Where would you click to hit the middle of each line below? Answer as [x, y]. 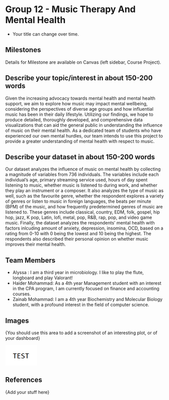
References [24, 380]
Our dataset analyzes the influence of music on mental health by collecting [83, 169]
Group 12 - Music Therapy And [71, 9]
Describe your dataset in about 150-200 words [80, 157]
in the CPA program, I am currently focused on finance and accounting [86, 289]
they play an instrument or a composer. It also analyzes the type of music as [84, 191]
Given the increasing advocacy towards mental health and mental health [80, 98]
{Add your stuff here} [27, 392]
